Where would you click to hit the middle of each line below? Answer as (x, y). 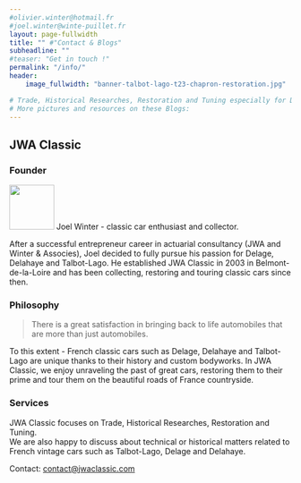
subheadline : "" (39, 51)
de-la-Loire (30, 273)
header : (24, 76)
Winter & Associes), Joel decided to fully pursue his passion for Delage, (142, 254)
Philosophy (34, 305)
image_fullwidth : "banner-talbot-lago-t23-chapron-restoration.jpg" (156, 84)
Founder (28, 170)
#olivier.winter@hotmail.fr (62, 17)
